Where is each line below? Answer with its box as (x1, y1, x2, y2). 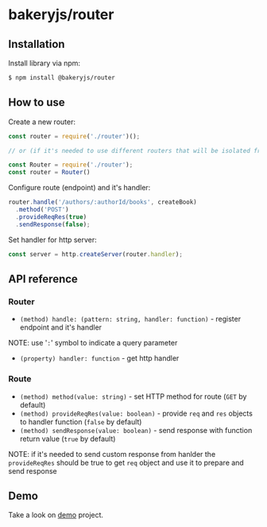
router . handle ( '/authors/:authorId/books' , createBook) (8, 198, 197, 206)
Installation (8, 37, 65, 51)
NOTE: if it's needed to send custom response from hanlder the (8, 449, 216, 459)
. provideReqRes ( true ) (15, 213, 87, 221)
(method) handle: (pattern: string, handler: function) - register (19, 314, 241, 324)
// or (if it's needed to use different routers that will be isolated (8, 146, 250, 154)
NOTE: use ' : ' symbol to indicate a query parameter (8, 338, 178, 348)
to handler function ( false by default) (19, 416, 142, 427)
